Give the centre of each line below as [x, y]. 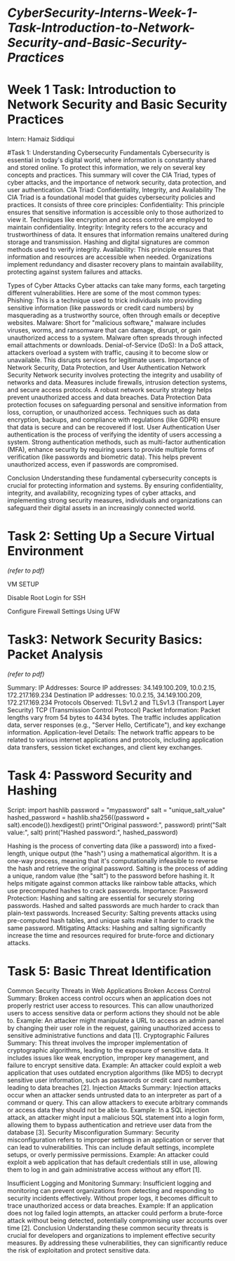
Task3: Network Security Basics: [105, 640]
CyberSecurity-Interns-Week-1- [102, 13]
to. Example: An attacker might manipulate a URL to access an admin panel [116, 1020]
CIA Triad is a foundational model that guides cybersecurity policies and [112, 197]
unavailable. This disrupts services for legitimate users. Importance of [108, 360]
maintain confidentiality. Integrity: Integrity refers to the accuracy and [108, 227]
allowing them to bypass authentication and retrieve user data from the [110, 1125]
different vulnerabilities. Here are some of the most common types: [104, 293]
